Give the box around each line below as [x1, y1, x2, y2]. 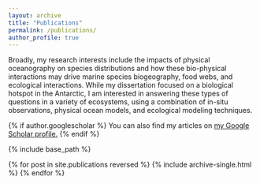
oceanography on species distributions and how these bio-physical [8, 64, 227, 73]
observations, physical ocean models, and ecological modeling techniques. [8, 106, 253, 115]
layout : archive [8, 11, 61, 20]
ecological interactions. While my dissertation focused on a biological [8, 81, 234, 90]
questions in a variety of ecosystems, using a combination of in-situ [8, 97, 228, 107]
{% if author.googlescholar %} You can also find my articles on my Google [8, 121, 250, 130]
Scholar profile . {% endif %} [8, 130, 100, 139]
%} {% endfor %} [8, 168, 65, 178]
